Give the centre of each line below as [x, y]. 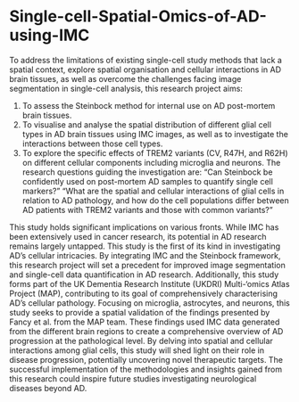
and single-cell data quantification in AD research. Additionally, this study [144, 275]
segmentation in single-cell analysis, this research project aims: [126, 88]
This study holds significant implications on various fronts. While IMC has [144, 227]
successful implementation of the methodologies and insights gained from [146, 369]
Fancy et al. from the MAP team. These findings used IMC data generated [145, 322]
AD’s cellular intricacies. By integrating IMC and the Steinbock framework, [145, 255]
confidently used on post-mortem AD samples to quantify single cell [148, 181]
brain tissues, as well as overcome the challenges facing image [125, 78]
